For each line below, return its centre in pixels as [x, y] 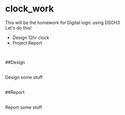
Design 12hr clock [31, 37]
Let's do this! [18, 27]
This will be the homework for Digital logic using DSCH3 [63, 22]
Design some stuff [24, 77]
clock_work [29, 9]
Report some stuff [24, 107]
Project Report [27, 42]
